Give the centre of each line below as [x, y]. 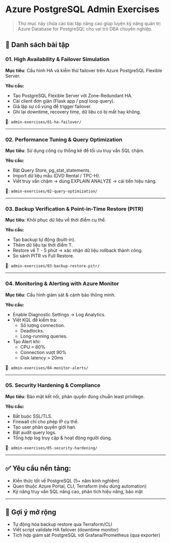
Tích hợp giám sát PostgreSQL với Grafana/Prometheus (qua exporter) [86, 535]
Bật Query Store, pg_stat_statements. [52, 170]
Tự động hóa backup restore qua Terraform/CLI [62, 524]
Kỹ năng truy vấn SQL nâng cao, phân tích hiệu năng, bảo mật [78, 491]
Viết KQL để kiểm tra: [35, 320]
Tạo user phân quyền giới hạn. [44, 427]
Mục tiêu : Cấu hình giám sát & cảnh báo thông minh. [61, 295]
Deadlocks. [32, 330]
